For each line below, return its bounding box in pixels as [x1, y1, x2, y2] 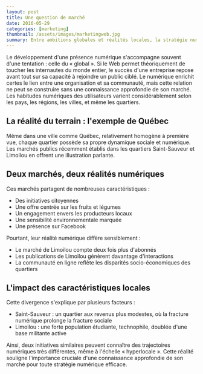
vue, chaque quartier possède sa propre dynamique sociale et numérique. [6, 139, 191, 146]
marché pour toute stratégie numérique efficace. [6, 361, 127, 368]
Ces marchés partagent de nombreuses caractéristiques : [6, 185, 150, 192]
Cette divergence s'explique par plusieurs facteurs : [6, 299, 135, 306]
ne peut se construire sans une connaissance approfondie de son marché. [6, 86, 192, 93]
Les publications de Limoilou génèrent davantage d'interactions [14, 252, 174, 260]
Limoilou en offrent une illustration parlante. [6, 151, 115, 159]
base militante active [14, 330, 67, 337]
